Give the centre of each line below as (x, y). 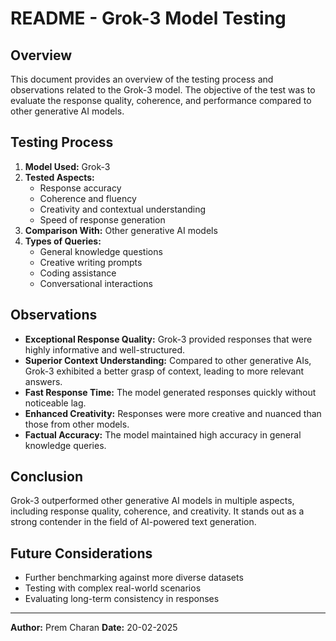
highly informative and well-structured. (105, 349)
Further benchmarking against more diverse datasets (134, 578)
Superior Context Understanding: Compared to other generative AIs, (168, 360)
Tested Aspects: (59, 177)
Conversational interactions (96, 283)
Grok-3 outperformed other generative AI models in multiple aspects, (152, 501)
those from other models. (77, 424)
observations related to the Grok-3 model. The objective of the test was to (163, 90)
